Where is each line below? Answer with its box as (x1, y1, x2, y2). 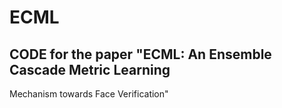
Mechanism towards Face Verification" (9, 88, 169, 100)
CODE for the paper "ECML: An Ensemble (9, 46, 272, 63)
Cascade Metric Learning (9, 61, 171, 78)
